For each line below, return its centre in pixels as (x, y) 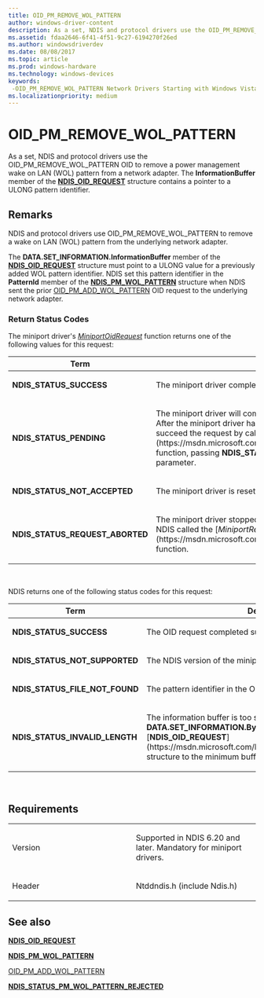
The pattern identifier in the (197, 689)
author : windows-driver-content (61, 23)
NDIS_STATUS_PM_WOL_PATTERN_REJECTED (86, 986)
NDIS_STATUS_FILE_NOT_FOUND (75, 689)
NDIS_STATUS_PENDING (59, 438)
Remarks (31, 214)
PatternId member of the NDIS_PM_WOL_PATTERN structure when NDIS (127, 282)
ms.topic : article (38, 60)
